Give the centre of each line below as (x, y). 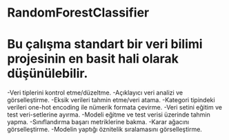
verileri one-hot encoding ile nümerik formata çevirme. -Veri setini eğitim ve (115, 108)
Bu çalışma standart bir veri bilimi (105, 44)
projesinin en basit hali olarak (93, 59)
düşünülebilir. (48, 73)
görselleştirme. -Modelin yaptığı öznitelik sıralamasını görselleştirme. (104, 130)
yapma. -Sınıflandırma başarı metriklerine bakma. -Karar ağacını (98, 122)
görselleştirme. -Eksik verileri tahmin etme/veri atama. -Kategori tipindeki (111, 100)
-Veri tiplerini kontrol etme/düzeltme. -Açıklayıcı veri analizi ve (95, 93)
